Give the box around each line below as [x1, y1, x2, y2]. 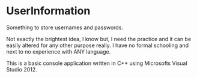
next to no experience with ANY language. [6, 48, 111, 55]
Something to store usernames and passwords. [6, 24, 123, 31]
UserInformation [6, 4, 91, 18]
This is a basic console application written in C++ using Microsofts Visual [6, 60, 187, 67]
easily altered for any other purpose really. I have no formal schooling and [6, 42, 189, 49]
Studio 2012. [6, 65, 37, 73]
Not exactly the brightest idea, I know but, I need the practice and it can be [6, 35, 192, 42]
